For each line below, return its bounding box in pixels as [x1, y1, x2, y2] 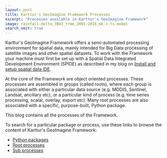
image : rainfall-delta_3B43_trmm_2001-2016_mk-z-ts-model [5, 21, 128, 26]
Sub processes [12, 147, 44, 153]
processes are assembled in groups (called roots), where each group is [5, 81, 152, 87]
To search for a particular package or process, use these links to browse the [5, 122, 162, 128]
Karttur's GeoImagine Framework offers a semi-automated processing [5, 39, 150, 45]
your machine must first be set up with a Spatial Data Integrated [5, 55, 136, 61]
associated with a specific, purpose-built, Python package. [5, 102, 126, 108]
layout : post [5, 7, 32, 12]
